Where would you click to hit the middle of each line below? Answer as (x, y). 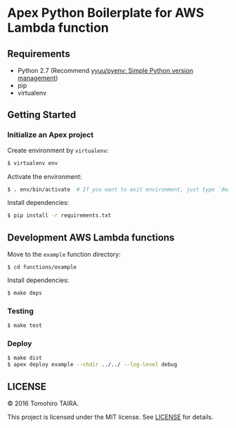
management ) (38, 78)
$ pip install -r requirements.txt (59, 215)
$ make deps (25, 293)
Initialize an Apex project (50, 135)
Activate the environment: (45, 176)
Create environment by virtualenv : (58, 150)
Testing (20, 311)
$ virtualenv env (33, 163)
